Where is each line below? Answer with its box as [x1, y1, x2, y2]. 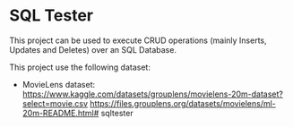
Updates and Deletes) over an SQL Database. [9, 44, 177, 55]
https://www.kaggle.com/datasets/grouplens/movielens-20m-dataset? [22, 89, 284, 99]
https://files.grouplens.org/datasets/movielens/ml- [89, 97, 276, 108]
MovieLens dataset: [22, 79, 96, 89]
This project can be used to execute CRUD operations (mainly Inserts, [9, 35, 267, 46]
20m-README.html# [22, 107, 99, 118]
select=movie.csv [22, 97, 88, 108]
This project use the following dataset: [9, 62, 151, 72]
